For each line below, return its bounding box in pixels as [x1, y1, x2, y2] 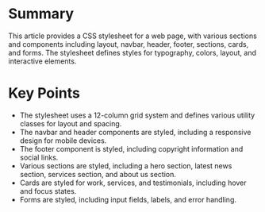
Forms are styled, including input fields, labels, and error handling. [19, 195, 236, 204]
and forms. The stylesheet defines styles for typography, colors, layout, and [8, 48, 256, 57]
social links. [19, 152, 59, 162]
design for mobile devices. [19, 136, 107, 145]
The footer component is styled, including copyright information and [19, 144, 244, 153]
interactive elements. [8, 56, 77, 66]
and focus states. [19, 186, 77, 195]
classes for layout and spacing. [19, 118, 122, 128]
